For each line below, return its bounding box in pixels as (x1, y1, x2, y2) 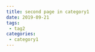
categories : (6, 31, 36, 37)
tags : (6, 20, 20, 26)
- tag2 (8, 25, 26, 32)
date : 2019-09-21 (6, 14, 50, 20)
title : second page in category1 (6, 8, 90, 15)
